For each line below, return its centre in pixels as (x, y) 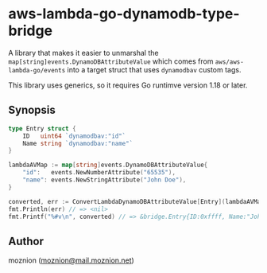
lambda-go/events (37, 70)
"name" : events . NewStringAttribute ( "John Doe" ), (104, 180)
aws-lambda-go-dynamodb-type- (124, 14)
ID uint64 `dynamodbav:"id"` (74, 136)
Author (26, 241)
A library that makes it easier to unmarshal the (83, 53)
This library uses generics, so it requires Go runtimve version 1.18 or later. (128, 85)
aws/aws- (229, 62)
